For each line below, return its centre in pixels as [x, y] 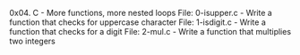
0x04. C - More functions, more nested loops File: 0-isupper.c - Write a [141, 13]
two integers [32, 41]
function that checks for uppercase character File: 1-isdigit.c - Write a [138, 22]
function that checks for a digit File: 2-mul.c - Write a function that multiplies [150, 31]
